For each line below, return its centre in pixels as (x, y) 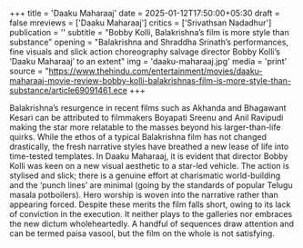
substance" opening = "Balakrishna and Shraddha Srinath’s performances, (149, 42)
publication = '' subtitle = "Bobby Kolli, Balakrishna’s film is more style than (149, 32)
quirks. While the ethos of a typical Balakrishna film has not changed (138, 137)
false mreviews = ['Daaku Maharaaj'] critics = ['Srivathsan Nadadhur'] (141, 23)
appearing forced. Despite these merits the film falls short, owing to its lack (150, 204)
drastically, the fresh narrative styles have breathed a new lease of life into (149, 146)
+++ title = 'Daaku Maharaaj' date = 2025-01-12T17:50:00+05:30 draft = (145, 13)
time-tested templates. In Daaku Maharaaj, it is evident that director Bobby (149, 156)
